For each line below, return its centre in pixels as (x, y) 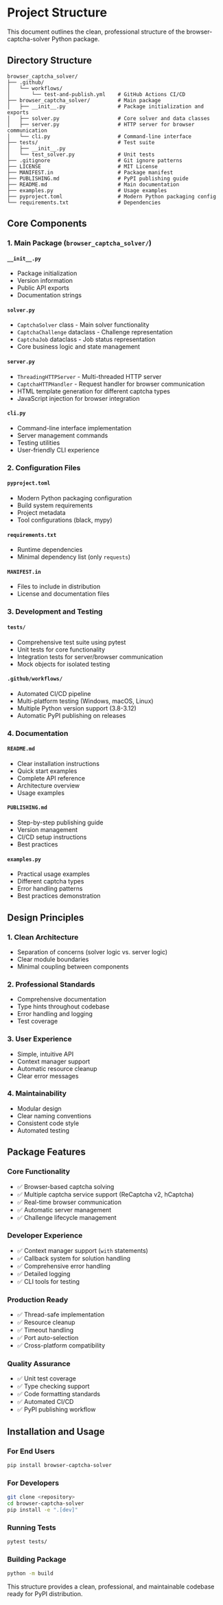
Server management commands (62, 435)
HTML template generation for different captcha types (93, 391)
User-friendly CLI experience (58, 450)
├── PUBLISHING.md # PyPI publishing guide (98, 178)
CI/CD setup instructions (52, 837)
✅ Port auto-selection (48, 1338)
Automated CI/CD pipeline (54, 693)
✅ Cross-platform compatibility (61, 1346)
